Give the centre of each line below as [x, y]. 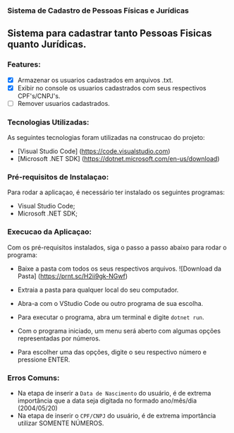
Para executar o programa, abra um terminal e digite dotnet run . [111, 317]
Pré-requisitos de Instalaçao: [58, 177]
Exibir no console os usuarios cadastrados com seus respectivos [112, 88]
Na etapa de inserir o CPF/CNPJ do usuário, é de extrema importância [117, 415]
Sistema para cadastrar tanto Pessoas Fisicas [110, 34]
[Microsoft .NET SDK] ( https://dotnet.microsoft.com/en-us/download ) [118, 159]
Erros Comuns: [33, 378]
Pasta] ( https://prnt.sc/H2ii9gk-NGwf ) [73, 276]
